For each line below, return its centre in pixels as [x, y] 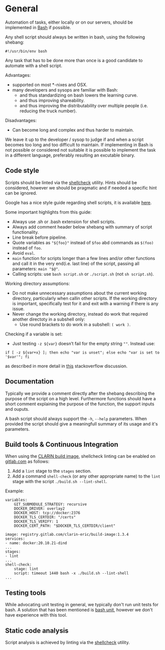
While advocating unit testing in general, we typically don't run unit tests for [82, 605]
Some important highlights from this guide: [49, 212]
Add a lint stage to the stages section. [52, 471]
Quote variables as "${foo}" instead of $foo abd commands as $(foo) [83, 242]
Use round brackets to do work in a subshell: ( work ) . [75, 324]
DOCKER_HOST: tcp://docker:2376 [47, 513]
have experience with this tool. [36, 615]
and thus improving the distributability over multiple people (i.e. [84, 105]
